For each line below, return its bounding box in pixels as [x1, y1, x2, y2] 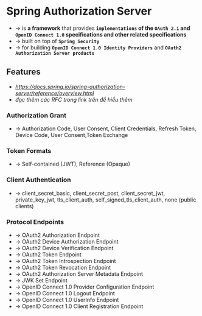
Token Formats [6, 146, 52, 155]
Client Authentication [6, 175, 71, 184]
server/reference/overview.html [15, 90, 94, 97]
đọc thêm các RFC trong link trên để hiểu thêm [15, 96, 133, 103]
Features [6, 67, 41, 77]
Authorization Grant [6, 111, 67, 119]
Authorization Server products [15, 50, 95, 56]
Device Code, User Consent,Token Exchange [15, 132, 128, 139]
